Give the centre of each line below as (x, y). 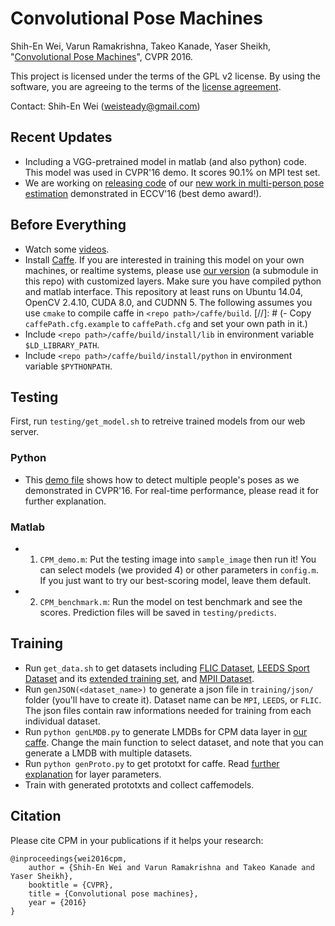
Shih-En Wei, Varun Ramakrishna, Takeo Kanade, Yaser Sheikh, (141, 46)
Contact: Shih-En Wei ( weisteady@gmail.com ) (105, 106)
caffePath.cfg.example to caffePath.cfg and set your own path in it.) (166, 323)
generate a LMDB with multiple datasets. (108, 753)
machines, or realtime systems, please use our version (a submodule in (171, 270)
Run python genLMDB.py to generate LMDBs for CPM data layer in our (166, 731)
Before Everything (68, 225)
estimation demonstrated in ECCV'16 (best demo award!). (143, 193)
